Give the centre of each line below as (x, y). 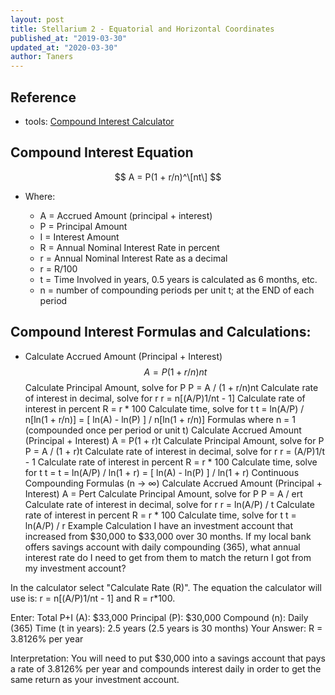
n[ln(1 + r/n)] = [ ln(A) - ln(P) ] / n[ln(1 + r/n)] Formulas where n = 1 (160, 419)
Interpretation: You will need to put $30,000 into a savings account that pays (168, 658)
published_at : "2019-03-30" (69, 38)
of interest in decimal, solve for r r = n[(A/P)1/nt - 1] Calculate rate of (165, 398)
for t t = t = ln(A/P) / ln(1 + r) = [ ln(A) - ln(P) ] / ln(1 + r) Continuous (162, 472)
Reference (43, 97)
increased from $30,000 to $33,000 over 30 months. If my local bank (168, 536)
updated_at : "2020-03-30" (64, 47)
